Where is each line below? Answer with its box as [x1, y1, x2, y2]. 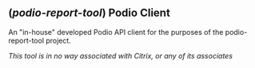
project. [45, 36, 72, 45]
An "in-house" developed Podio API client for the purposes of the [8, 27, 224, 36]
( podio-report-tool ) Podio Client [8, 6, 170, 20]
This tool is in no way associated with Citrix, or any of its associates [8, 51, 233, 60]
